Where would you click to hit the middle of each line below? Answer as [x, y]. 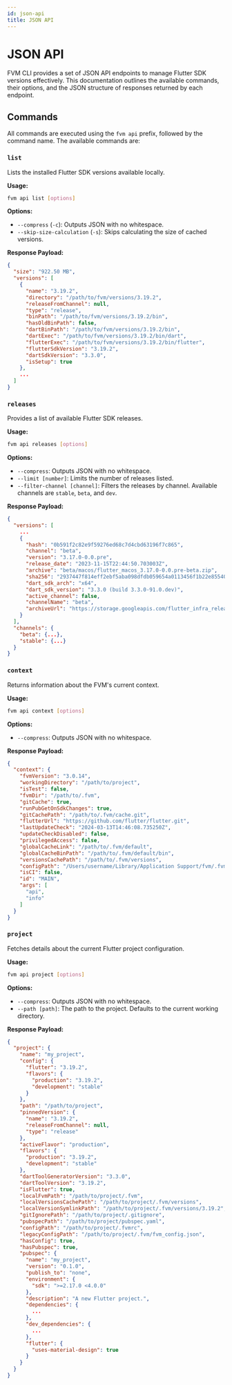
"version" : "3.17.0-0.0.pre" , [69, 558]
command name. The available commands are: [74, 141]
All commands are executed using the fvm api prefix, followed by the [105, 134]
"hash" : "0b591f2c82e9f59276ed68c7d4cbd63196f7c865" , [105, 545]
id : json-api [26, 13]
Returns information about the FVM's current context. [83, 685]
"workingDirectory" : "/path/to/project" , [80, 783]
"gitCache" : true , [46, 802]
